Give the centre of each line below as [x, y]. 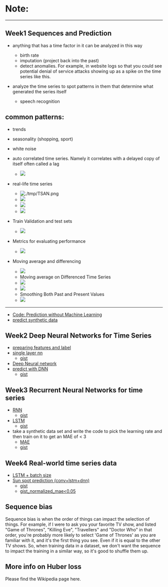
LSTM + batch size [32, 475]
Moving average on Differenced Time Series [65, 277]
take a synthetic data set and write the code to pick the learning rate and [87, 431]
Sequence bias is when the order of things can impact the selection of [77, 519]
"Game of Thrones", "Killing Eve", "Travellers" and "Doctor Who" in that [79, 529]
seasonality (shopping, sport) [43, 139]
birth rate [29, 55]
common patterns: [35, 117]
